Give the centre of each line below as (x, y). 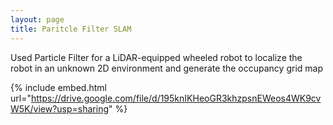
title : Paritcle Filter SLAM (71, 29)
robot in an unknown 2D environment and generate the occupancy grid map (166, 68)
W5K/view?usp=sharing (60, 108)
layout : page (37, 19)
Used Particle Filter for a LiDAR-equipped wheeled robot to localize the (156, 57)
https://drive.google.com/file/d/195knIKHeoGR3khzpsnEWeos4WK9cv (176, 98)
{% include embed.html (58, 87)
